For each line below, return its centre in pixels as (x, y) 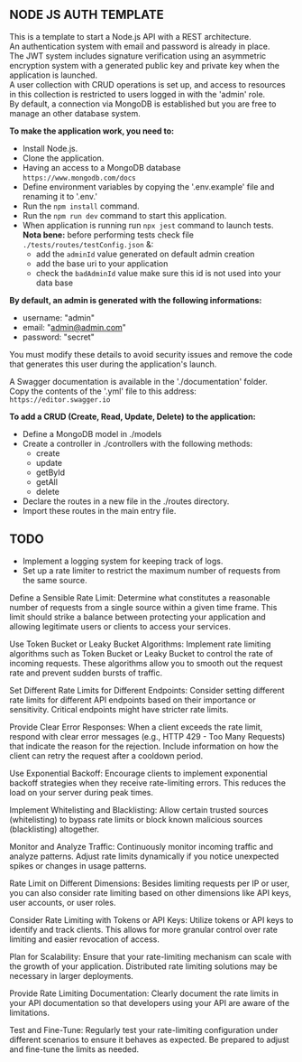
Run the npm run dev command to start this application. (124, 215)
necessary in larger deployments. (71, 975)
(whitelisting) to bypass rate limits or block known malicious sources (136, 819)
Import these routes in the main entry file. (99, 510)
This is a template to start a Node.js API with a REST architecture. (131, 36)
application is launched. (53, 75)
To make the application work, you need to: (92, 131)
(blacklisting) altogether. (55, 829)
